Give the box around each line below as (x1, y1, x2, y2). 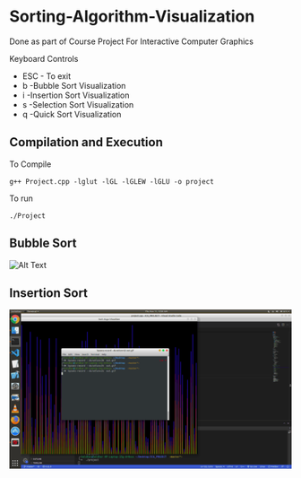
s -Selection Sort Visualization (21, 99, 134, 109)
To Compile (9, 159, 52, 169)
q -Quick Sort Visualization (21, 109, 122, 119)
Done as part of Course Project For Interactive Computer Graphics (9, 36, 254, 47)
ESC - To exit (21, 70, 72, 82)
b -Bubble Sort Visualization (21, 80, 126, 91)
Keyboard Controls (9, 53, 79, 64)
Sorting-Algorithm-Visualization (9, 6, 255, 27)
